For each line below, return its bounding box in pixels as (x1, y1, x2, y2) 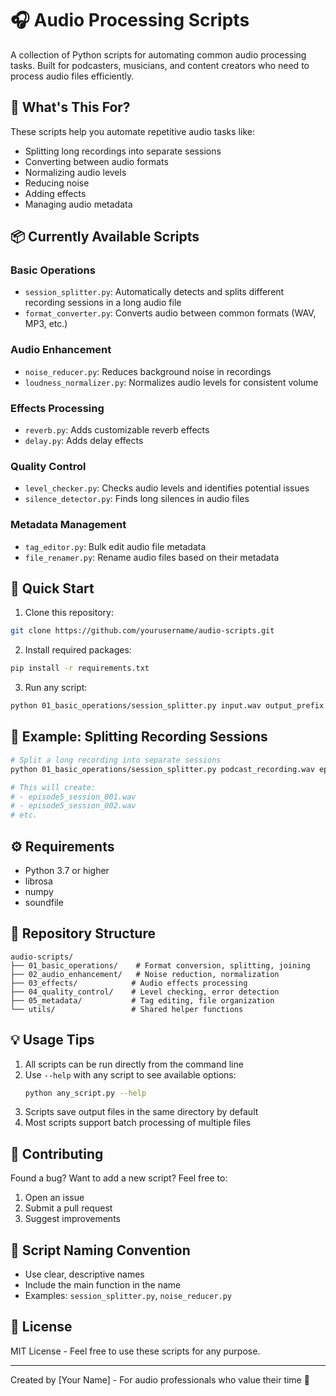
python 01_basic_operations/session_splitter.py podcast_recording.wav (10, 764, 315, 774)
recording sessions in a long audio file (24, 297, 182, 309)
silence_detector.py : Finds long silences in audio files (24, 493, 250, 505)
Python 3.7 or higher (24, 864, 110, 876)
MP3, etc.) (24, 318, 68, 330)
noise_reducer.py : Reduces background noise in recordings (24, 365, 272, 377)
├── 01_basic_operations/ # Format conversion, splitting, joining (10, 960, 311, 971)
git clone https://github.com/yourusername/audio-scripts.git (10, 626, 275, 636)
